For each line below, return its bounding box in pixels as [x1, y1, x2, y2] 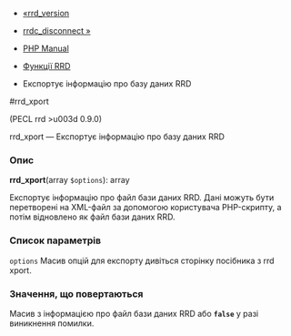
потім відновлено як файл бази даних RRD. [9, 211, 176, 222]
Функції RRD [22, 61, 71, 71]
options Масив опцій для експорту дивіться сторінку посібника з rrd [9, 255, 275, 266]
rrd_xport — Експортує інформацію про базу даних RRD [9, 131, 226, 142]
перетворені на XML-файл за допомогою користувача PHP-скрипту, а [9, 202, 282, 213]
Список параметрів [9, 234, 102, 247]
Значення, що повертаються [9, 287, 144, 300]
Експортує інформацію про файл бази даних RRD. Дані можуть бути [9, 192, 275, 203]
